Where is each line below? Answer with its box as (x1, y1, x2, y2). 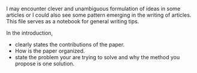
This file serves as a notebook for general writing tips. (6, 18, 140, 25)
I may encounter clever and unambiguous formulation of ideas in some (6, 5, 181, 12)
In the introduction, (6, 29, 53, 36)
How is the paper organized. (14, 47, 85, 54)
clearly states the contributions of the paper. (14, 41, 125, 48)
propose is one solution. (14, 60, 75, 67)
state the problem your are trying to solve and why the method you (14, 54, 180, 60)
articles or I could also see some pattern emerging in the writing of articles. (6, 11, 192, 19)
